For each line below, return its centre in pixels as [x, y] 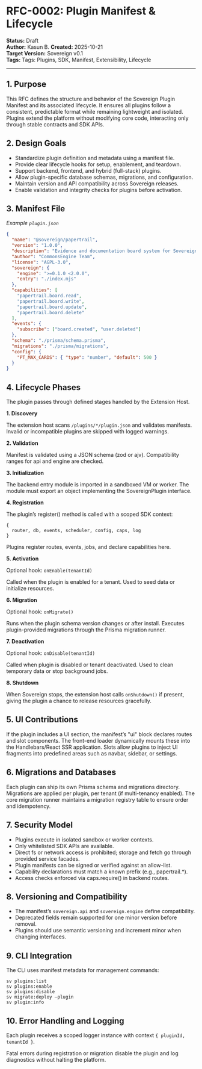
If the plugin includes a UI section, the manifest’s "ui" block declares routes [99, 734]
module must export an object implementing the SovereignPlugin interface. [99, 491]
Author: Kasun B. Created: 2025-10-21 [55, 47]
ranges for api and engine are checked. [55, 461]
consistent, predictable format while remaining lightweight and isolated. [95, 111]
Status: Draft [23, 40]
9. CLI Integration [39, 956]
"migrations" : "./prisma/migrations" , [60, 346]
